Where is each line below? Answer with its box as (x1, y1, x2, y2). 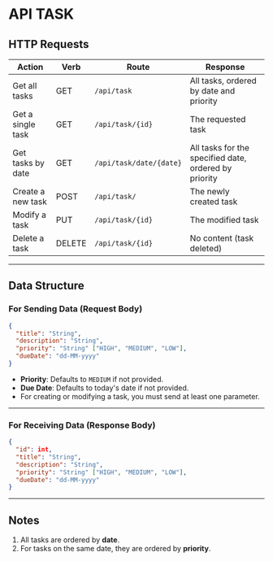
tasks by (12, 158, 45, 168)
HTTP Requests (8, 37, 89, 51)
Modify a (12, 209, 46, 220)
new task (12, 196, 47, 207)
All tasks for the (189, 142, 250, 153)
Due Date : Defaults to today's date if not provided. (19, 383, 189, 393)
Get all (12, 80, 37, 91)
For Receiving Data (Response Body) (8, 420, 156, 431)
